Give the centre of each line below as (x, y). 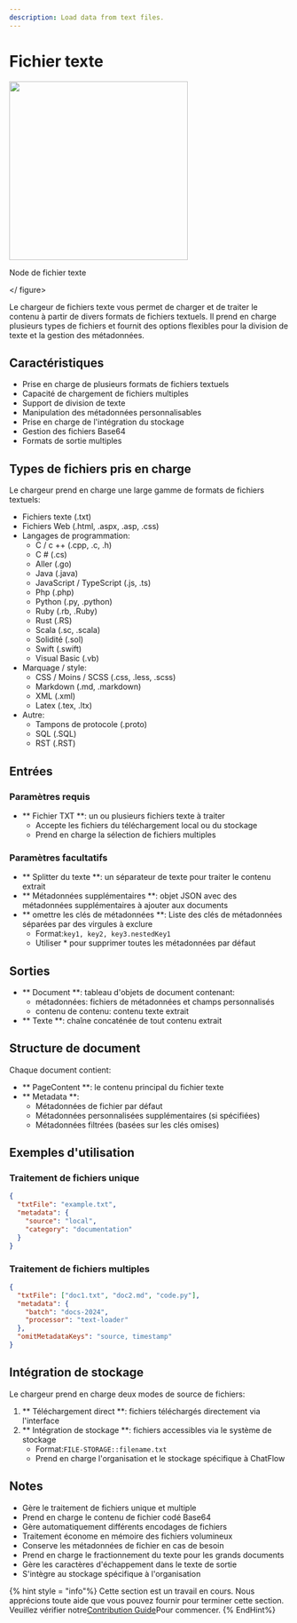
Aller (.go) (54, 564)
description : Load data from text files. (87, 17)
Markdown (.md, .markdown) (88, 687)
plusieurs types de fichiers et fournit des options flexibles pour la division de (149, 326)
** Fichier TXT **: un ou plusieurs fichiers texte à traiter (124, 815)
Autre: (33, 715)
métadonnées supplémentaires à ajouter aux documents (125, 906)
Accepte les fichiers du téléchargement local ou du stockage (146, 825)
